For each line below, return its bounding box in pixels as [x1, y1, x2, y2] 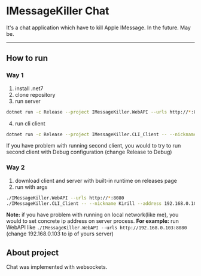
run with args [14, 183, 48, 191]
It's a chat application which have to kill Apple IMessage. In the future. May [6, 24, 191, 31]
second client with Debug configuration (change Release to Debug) [6, 148, 172, 156]
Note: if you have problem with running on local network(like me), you [6, 211, 179, 219]
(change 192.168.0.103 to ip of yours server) [6, 230, 114, 237]
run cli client [14, 119, 46, 127]
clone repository [14, 91, 56, 98]
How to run [6, 53, 48, 63]
